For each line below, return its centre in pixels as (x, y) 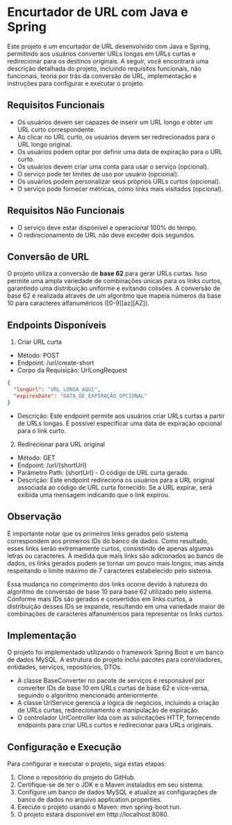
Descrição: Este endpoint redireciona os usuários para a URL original (116, 480)
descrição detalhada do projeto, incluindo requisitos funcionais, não (104, 68)
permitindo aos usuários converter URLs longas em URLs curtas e (101, 54)
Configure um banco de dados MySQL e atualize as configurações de (117, 792)
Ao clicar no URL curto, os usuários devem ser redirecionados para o (116, 137)
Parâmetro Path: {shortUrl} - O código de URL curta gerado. (103, 472)
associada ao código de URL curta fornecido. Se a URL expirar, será (115, 487)
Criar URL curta (40, 342)
